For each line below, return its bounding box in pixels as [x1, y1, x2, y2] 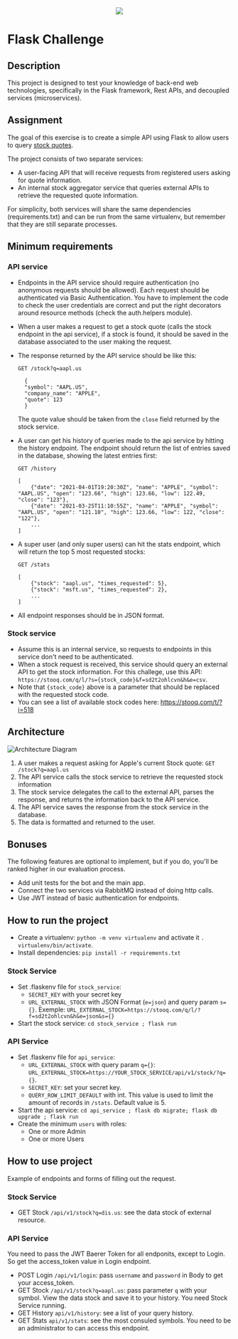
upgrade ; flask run [17, 1113, 79, 1120]
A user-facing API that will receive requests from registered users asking [17, 168, 231, 177]
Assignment [7, 114, 63, 127]
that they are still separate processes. [7, 220, 118, 229]
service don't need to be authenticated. [17, 652, 134, 661]
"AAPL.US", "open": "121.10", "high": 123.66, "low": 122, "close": [17, 508, 225, 515]
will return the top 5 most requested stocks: [17, 547, 146, 556]
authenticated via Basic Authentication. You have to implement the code [17, 293, 229, 302]
